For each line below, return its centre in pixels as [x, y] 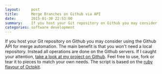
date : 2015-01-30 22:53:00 [39, 18]
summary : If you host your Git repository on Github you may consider [81, 23]
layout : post [23, 9]
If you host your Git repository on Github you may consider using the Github [81, 41]
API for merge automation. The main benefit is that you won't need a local [79, 46]
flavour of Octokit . [23, 67]
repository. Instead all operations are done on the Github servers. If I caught [81, 52]
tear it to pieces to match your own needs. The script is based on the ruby [79, 62]
